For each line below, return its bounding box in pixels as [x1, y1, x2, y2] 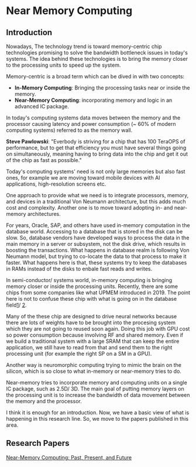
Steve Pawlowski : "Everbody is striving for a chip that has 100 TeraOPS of [6, 138, 185, 145]
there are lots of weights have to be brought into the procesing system [6, 319, 176, 326]
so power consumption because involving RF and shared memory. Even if [6, 332, 184, 338]
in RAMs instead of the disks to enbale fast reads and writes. [6, 265, 153, 272]
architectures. [27, 211, 61, 217]
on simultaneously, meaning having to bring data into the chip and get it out [6, 150, 188, 157]
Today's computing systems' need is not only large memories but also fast [6, 168, 185, 175]
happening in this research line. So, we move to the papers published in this [6, 416, 189, 422]
